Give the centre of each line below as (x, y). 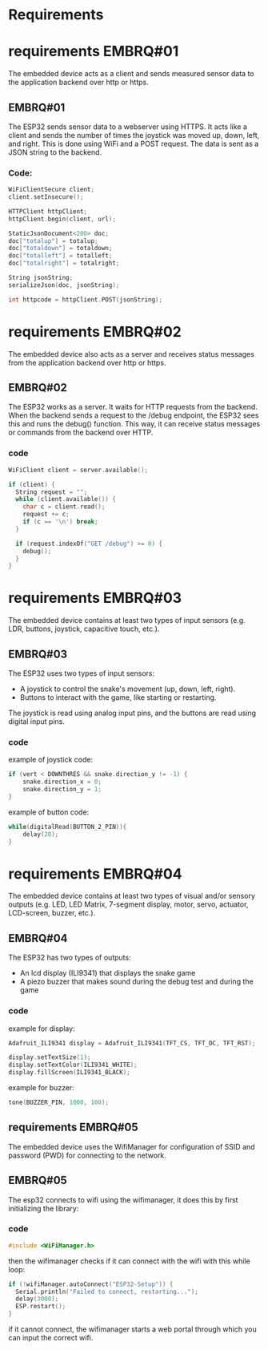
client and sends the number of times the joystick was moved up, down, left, (134, 135)
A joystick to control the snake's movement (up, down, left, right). (128, 689)
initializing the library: (44, 1208)
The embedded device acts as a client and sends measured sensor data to (131, 74)
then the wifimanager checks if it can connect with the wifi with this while (129, 1261)
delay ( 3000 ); (37, 1299)
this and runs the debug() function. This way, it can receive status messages (134, 424)
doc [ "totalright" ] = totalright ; (64, 263)
